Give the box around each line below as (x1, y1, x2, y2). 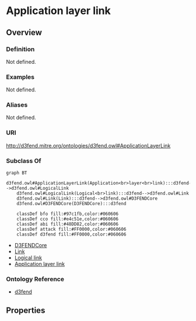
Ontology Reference (6, 275, 64, 283)
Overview (6, 28, 43, 37)
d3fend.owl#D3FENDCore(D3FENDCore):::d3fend (16, 201, 127, 207)
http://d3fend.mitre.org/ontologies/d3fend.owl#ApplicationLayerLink (6, 142, 171, 149)
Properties (6, 305, 45, 315)
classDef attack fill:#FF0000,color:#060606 (16, 227, 127, 233)
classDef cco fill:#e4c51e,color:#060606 (16, 216, 118, 222)
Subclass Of (6, 156, 42, 165)
